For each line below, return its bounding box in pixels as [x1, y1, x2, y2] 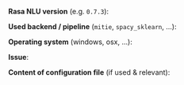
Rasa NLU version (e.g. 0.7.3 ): [8, 7, 109, 16]
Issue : [8, 53, 29, 61]
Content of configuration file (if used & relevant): [8, 68, 171, 77]
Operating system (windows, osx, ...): [8, 37, 132, 46]
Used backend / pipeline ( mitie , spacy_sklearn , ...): [8, 22, 177, 31]
